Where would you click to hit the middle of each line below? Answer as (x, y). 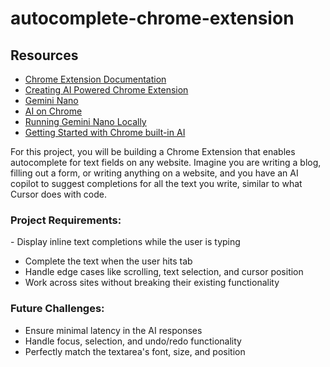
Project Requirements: (66, 220)
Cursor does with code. (59, 194)
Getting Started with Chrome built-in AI (105, 132)
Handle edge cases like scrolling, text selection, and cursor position (164, 272)
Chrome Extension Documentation (95, 79)
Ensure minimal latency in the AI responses (113, 330)
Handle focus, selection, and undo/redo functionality (133, 341)
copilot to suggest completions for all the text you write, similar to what (156, 183)
